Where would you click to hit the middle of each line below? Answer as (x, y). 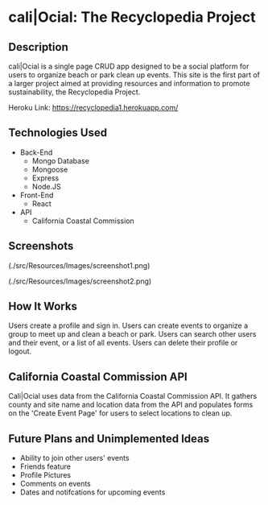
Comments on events (55, 484)
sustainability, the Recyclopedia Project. (74, 92)
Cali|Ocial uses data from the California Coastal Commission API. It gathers (133, 396)
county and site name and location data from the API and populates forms (131, 405)
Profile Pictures (45, 475)
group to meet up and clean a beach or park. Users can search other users (132, 334)
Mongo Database (61, 160)
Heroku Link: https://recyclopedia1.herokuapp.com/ (93, 108)
